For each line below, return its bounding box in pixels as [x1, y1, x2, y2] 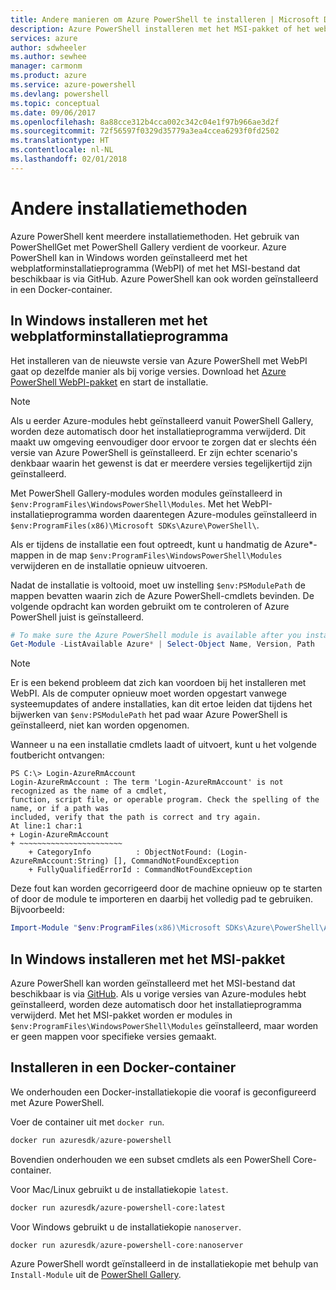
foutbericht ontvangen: [10, 749, 105, 761]
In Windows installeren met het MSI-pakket [10, 951, 286, 968]
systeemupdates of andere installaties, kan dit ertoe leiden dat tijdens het [10, 698, 313, 710]
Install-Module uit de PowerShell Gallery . [10, 1269, 182, 1281]
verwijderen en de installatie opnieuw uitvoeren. [10, 559, 208, 571]
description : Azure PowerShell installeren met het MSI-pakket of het [10, 24, 311, 34]
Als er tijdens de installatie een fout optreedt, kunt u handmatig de [10, 538, 283, 550]
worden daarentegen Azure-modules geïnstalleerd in [99, 508, 318, 520]
